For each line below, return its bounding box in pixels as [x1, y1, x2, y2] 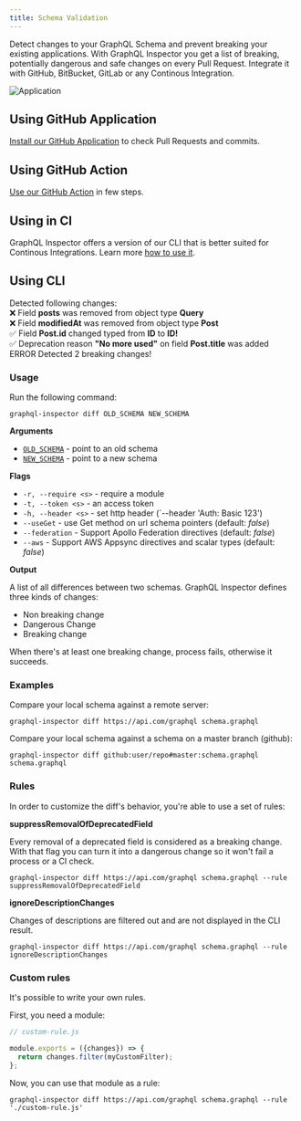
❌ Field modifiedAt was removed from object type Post [9, 317, 219, 329]
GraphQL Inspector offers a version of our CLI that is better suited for [9, 237, 269, 248]
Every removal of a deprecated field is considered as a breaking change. [9, 836, 283, 847]
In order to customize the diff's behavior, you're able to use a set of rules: [9, 801, 285, 812]
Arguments [9, 425, 54, 436]
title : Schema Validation [9, 13, 108, 23]
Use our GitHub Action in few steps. [9, 186, 144, 197]
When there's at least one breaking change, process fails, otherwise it [9, 646, 273, 657]
